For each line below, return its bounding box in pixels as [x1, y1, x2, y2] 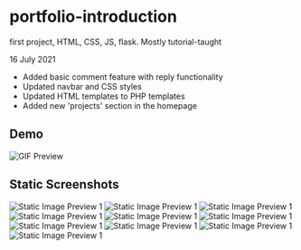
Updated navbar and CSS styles [22, 81, 142, 91]
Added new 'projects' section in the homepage [22, 100, 197, 111]
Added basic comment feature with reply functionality [22, 71, 223, 82]
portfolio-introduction [9, 6, 178, 27]
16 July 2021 [9, 53, 56, 64]
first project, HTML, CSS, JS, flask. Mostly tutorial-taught [9, 36, 222, 47]
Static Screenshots [9, 177, 119, 192]
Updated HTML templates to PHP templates [22, 91, 185, 101]
